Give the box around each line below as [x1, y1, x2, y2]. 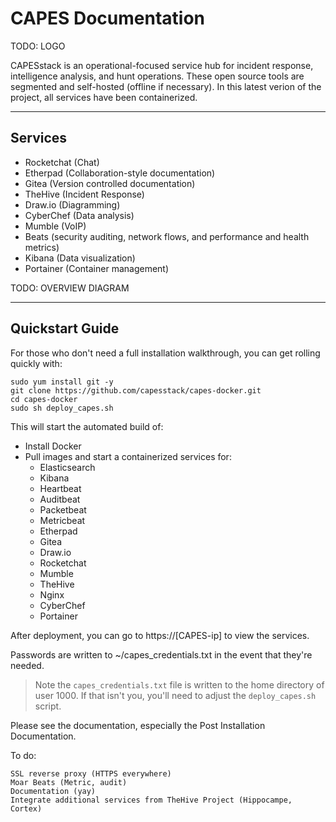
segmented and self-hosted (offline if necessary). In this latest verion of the [10, 80, 322, 92]
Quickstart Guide [10, 320, 120, 337]
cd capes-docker [10, 394, 78, 404]
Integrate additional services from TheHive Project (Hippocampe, [10, 795, 293, 805]
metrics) [24, 241, 60, 253]
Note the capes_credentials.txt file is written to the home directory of [34, 678, 325, 691]
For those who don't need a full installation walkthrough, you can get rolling [10, 347, 321, 359]
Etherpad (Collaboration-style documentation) [24, 167, 216, 179]
